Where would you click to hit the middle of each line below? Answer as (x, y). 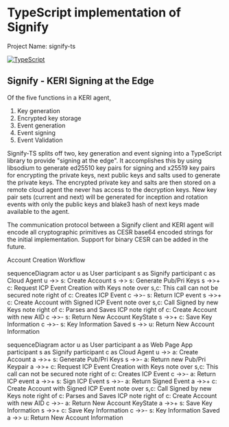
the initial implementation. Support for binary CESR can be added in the (108, 239)
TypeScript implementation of (94, 13)
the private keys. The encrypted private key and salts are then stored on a (111, 182)
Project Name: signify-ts (41, 46)
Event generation (41, 125)
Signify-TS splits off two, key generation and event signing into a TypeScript (114, 153)
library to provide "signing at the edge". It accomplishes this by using (105, 160)
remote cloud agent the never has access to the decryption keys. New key (112, 189)
